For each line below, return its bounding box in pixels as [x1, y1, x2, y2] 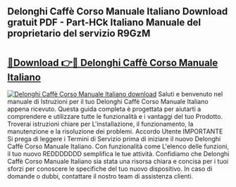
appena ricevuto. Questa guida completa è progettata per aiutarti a [7, 105, 201, 113]
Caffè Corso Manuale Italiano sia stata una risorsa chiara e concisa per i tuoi [7, 157, 229, 165]
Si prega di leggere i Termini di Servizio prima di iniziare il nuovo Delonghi [7, 135, 221, 143]
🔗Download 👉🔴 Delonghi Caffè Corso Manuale [7, 56, 218, 69]
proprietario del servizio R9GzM [7, 27, 151, 39]
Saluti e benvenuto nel [158, 90, 223, 98]
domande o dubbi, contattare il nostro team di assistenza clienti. [7, 172, 194, 180]
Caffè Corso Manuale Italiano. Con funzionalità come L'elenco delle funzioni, [7, 142, 230, 150]
